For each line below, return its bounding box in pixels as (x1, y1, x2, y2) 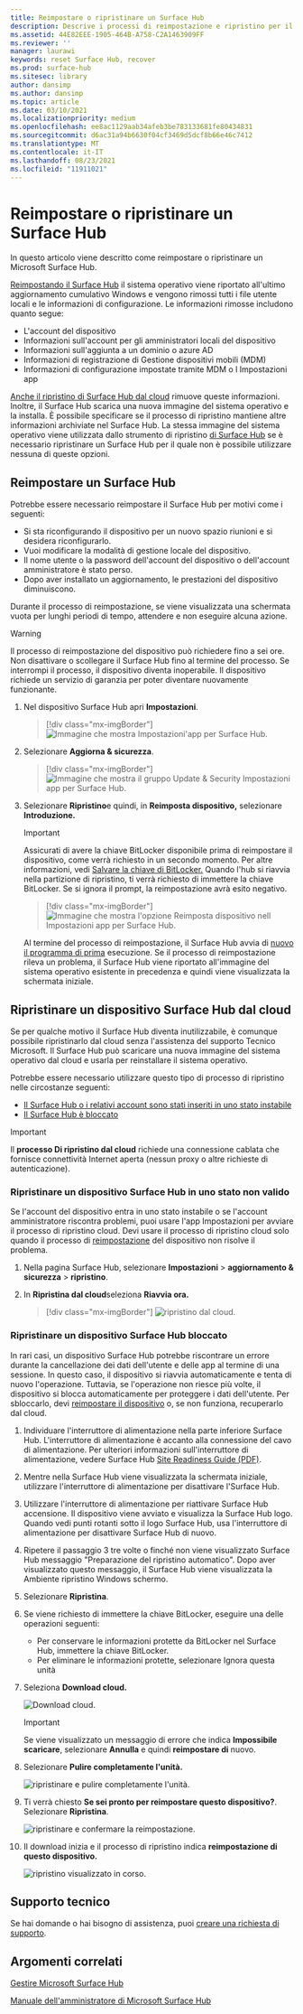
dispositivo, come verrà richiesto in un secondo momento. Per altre (23, 854, 273, 865)
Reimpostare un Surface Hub (10, 475, 177, 490)
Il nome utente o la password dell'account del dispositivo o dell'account (23, 555, 290, 565)
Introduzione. (23, 810, 76, 821)
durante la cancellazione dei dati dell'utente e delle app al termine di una (10, 1359, 280, 1370)
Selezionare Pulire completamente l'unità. (23, 1761, 183, 1772)
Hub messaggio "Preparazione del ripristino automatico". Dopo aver (23, 1554, 276, 1565)
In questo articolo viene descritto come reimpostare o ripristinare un (10, 252, 263, 263)
